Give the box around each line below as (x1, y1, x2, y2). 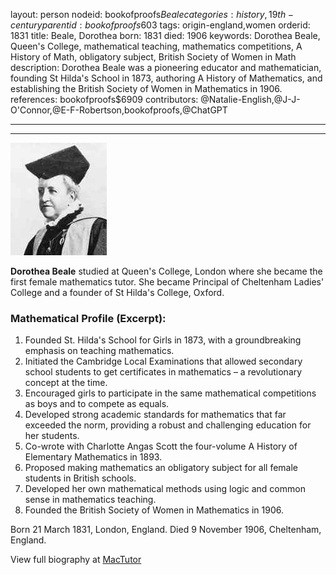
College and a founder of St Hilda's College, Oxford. (10, 287, 225, 298)
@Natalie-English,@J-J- (200, 94, 301, 105)
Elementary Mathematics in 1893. (24, 451, 163, 463)
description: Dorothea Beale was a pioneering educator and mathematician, (10, 62, 322, 73)
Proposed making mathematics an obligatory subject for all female (24, 462, 299, 474)
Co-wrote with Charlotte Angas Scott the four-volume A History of (24, 440, 298, 453)
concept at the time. (24, 377, 108, 389)
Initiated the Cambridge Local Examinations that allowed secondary (24, 355, 303, 368)
